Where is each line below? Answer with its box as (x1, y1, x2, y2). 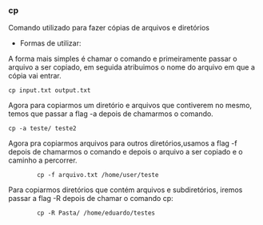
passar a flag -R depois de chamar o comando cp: (8, 194, 173, 203)
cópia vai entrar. (8, 71, 62, 81)
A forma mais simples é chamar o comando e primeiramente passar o (8, 54, 237, 64)
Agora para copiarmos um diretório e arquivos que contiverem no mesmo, (8, 101, 253, 110)
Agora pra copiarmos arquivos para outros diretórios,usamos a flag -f (8, 139, 237, 148)
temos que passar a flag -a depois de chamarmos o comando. (8, 109, 213, 119)
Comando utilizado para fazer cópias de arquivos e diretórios (8, 23, 210, 33)
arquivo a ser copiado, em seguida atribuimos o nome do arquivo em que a (8, 62, 256, 72)
